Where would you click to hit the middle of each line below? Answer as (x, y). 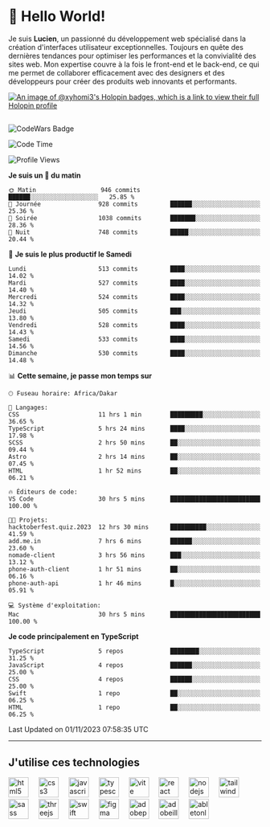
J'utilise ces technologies (74, 762)
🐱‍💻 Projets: (28, 520)
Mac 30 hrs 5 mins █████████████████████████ (135, 615)
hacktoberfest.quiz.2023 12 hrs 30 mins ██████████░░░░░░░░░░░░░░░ (135, 527)
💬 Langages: (28, 408)
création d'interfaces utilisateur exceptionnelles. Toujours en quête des (126, 47)
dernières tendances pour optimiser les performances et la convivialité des (133, 55)
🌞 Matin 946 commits (74, 190)
